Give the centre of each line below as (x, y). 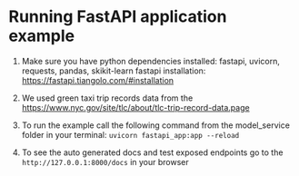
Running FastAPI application (118, 17)
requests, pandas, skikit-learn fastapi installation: (114, 71)
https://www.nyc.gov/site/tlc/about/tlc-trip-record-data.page (136, 107)
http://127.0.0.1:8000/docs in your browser (105, 161)
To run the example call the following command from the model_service (155, 125)
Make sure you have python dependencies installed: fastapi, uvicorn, (151, 61)
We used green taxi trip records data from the (107, 98)
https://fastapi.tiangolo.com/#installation (98, 80)
